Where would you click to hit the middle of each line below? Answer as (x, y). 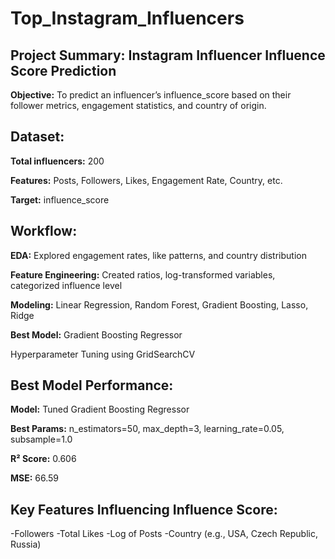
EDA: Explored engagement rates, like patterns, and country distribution (158, 255)
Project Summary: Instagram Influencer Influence (168, 55)
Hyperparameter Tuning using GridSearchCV (103, 354)
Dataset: (37, 137)
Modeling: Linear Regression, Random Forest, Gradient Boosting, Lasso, (159, 304)
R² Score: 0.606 (43, 459)
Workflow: (44, 231)
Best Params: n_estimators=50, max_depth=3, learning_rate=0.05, (147, 429)
